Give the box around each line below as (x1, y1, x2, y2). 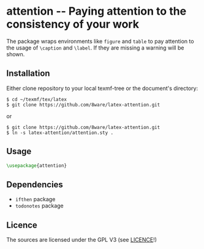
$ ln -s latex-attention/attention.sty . (6, 130, 114, 136)
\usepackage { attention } (6, 162, 67, 169)
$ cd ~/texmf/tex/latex (6, 96, 67, 102)
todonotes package (15, 202, 64, 209)
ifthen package (15, 196, 56, 203)
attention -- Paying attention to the (6, 4, 187, 18)
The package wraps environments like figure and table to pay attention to (6, 37, 194, 45)
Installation (6, 69, 50, 79)
